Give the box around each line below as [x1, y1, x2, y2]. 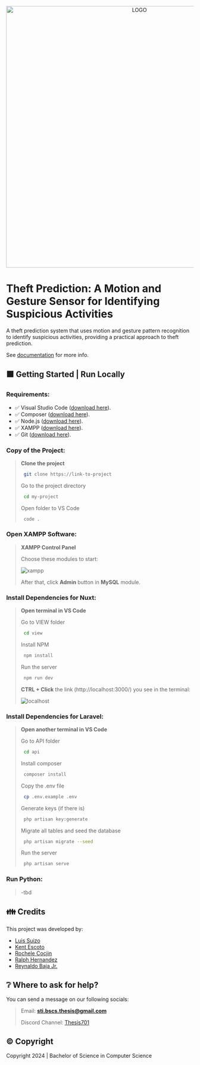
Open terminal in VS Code [20, 607, 86, 614]
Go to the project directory [20, 482, 86, 489]
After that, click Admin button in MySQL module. [20, 578, 141, 585]
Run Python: [6, 875, 43, 883]
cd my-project [23, 493, 59, 499]
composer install [23, 771, 67, 777]
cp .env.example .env [23, 794, 77, 799]
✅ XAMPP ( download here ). [14, 424, 83, 431]
